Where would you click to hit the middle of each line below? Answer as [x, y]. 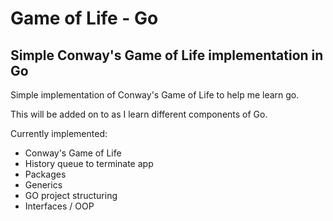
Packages [45, 174]
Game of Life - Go [84, 18]
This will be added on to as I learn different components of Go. [139, 114]
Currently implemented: [59, 133]
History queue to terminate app [89, 163]
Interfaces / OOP [59, 206]
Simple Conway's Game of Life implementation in [167, 55]
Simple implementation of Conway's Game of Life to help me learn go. [155, 95]
